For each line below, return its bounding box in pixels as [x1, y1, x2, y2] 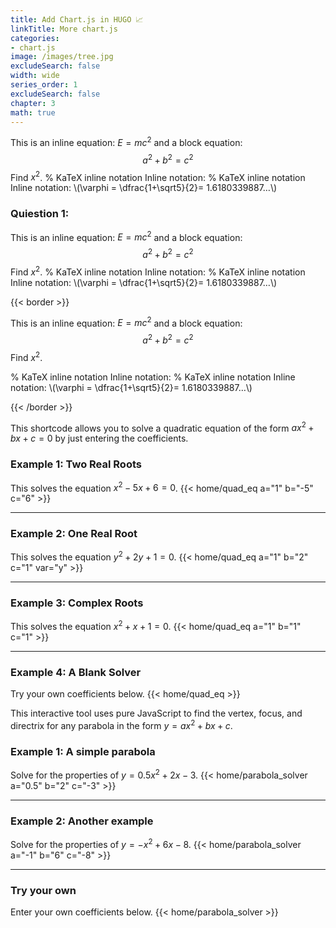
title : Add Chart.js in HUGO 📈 [10, 14, 144, 25]
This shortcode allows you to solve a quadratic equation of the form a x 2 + [10, 420, 315, 434]
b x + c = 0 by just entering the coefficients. [10, 432, 189, 445]
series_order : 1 [10, 80, 78, 90]
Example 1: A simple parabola [10, 744, 156, 758]
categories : [10, 33, 60, 43]
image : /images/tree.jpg [10, 52, 114, 62]
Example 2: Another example [10, 814, 154, 828]
